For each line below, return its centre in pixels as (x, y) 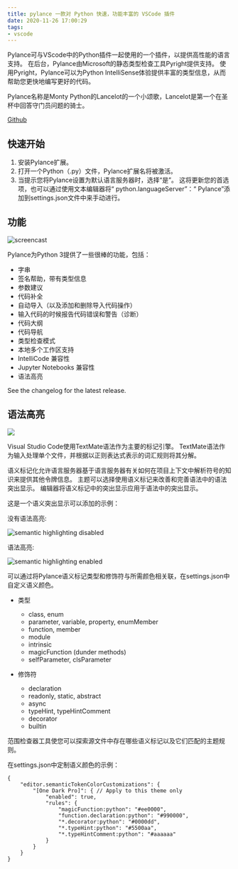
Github (17, 120)
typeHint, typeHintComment (69, 711)
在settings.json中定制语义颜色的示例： (63, 765)
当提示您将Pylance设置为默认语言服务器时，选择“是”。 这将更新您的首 (120, 180)
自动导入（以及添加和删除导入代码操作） (77, 305)
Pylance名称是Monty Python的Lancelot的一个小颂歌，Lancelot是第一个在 (115, 97)
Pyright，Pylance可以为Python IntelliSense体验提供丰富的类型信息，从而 (119, 72)
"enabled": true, (71, 797)
